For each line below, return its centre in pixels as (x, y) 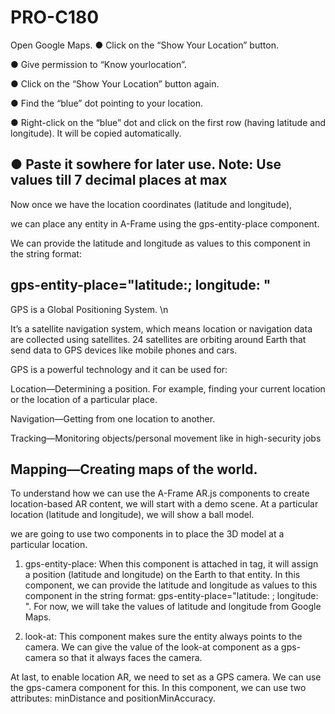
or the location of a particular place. (84, 399)
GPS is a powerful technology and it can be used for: (119, 369)
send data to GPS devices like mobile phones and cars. (124, 350)
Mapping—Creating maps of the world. (134, 469)
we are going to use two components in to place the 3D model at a (147, 534)
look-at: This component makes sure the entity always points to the (163, 637)
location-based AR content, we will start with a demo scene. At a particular (164, 504)
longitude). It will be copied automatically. (96, 133)
